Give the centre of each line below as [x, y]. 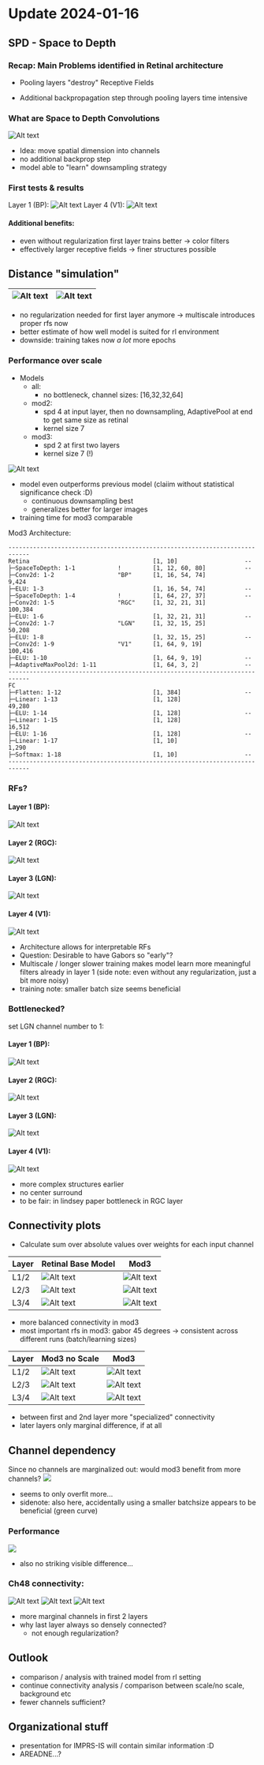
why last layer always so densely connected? [93, 1624]
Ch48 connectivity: [46, 1583]
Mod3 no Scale [71, 1358]
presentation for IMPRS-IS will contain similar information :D [117, 1746]
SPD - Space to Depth [62, 43]
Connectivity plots [54, 1225]
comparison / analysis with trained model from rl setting [110, 1677]
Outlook [28, 1658]
